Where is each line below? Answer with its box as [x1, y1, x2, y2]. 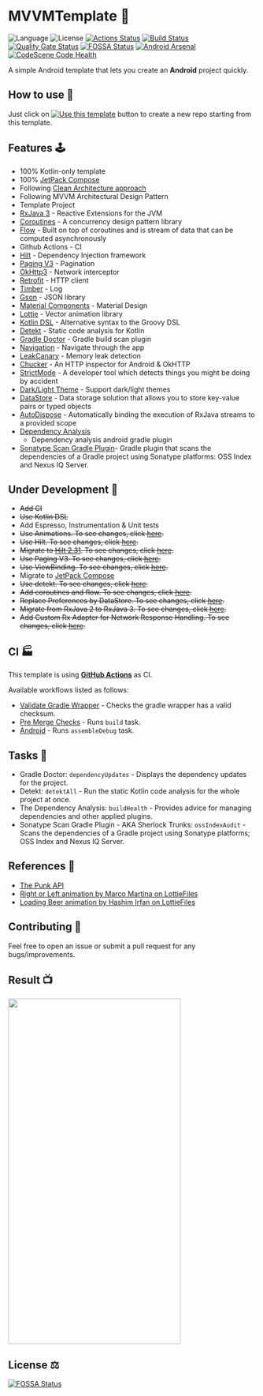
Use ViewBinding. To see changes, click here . [19, 562, 169, 572]
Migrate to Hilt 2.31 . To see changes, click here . [19, 546, 174, 555]
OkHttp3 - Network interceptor [19, 267, 120, 276]
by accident [19, 376, 58, 385]
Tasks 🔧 [8, 749, 48, 762]
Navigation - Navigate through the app [19, 343, 145, 352]
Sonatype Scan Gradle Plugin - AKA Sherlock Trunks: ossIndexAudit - [19, 820, 246, 829]
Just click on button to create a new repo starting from [8, 109, 252, 118]
